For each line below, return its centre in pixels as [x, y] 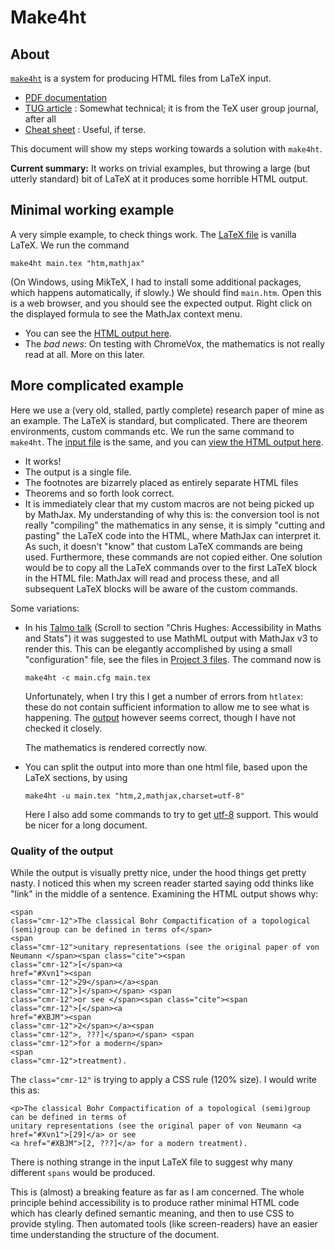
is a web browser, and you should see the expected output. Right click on [161, 303]
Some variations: [45, 608]
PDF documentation [66, 97]
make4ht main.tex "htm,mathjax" [77, 263]
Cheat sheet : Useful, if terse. [85, 129]
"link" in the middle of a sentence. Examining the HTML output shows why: [164, 893]
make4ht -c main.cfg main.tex [88, 677]
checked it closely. [63, 728]
